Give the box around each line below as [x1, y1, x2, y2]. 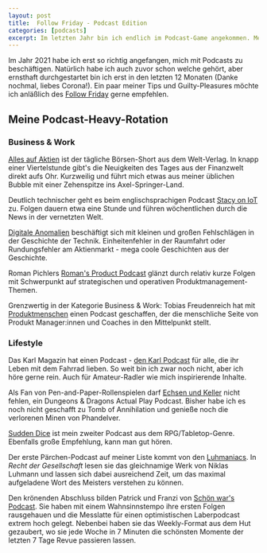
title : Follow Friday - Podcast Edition [8, 19, 148, 27]
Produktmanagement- [176, 276, 248, 286]
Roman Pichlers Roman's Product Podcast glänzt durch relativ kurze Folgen [8, 268, 256, 278]
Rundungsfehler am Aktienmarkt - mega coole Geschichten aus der [8, 244, 229, 254]
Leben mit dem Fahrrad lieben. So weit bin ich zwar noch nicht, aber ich [8, 364, 244, 374]
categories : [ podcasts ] [8, 26, 87, 34]
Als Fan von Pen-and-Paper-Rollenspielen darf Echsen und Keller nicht [8, 387, 241, 398]
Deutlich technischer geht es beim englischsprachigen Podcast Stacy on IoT [8, 195, 258, 204]
